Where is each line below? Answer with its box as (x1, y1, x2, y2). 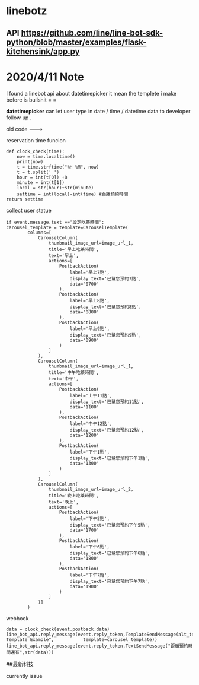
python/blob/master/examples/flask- (6, 37, 147, 47)
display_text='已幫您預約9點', (69, 332, 142, 338)
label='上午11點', (69, 392, 113, 398)
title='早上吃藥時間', (48, 246, 99, 252)
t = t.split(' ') (17, 169, 60, 175)
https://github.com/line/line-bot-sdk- (21, 28, 163, 38)
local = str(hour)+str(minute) (17, 185, 94, 191)
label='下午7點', (69, 572, 110, 578)
